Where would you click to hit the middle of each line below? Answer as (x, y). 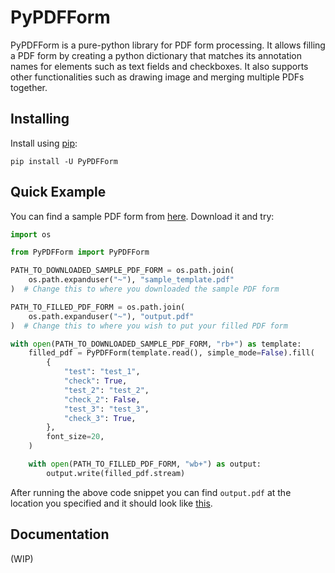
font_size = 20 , (75, 437)
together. (29, 87)
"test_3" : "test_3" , (106, 409)
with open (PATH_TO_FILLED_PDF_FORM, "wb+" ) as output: (145, 464)
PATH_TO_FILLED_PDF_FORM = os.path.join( (98, 307)
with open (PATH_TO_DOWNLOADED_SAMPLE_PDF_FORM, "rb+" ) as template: (156, 344)
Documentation (60, 534)
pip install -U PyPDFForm (64, 161)
